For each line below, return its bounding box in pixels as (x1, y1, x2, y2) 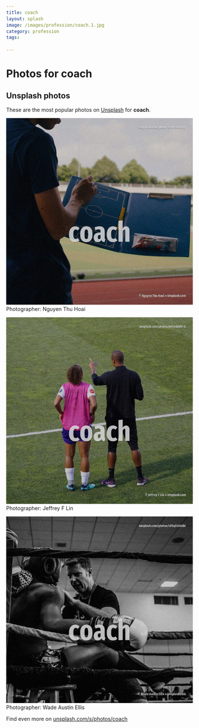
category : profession (6, 28, 60, 34)
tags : (6, 34, 20, 41)
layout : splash (6, 15, 44, 22)
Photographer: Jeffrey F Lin (6, 505, 73, 512)
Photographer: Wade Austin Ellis (6, 704, 85, 711)
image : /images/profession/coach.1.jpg (6, 22, 105, 28)
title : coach (6, 9, 38, 15)
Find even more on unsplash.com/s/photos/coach (6, 716, 128, 722)
